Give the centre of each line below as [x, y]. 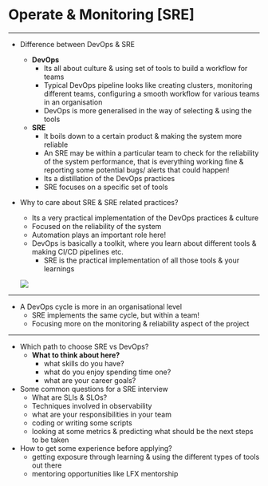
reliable [56, 144]
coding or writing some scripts [82, 423]
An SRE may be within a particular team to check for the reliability [151, 152]
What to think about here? [76, 355]
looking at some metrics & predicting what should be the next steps [142, 431]
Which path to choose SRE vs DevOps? [84, 346]
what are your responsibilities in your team [101, 414]
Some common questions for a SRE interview [94, 389]
